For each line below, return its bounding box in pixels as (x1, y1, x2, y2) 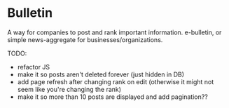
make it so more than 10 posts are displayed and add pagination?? (17, 93, 208, 101)
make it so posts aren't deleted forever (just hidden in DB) (17, 70, 184, 79)
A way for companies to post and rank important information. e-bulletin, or (7, 28, 222, 36)
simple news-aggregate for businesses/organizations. (7, 35, 163, 43)
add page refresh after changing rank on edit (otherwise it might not (17, 77, 214, 86)
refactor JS (17, 62, 50, 71)
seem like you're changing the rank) (17, 85, 121, 93)
